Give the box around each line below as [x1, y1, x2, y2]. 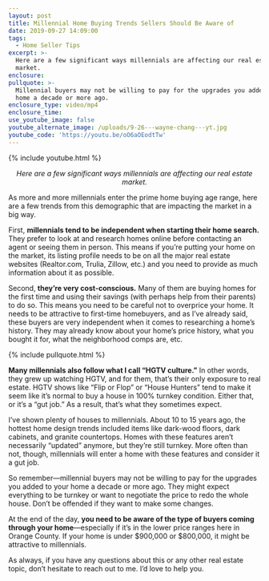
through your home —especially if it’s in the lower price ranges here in [8, 522, 240, 532]
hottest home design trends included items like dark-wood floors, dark [8, 423, 240, 433]
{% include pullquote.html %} [8, 349, 106, 359]
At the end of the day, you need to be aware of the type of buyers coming [8, 514, 255, 523]
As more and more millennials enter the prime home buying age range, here [8, 192, 258, 202]
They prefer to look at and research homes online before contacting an [8, 233, 242, 243]
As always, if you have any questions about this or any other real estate [8, 555, 244, 565]
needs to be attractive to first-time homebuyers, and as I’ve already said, [8, 309, 248, 318]
